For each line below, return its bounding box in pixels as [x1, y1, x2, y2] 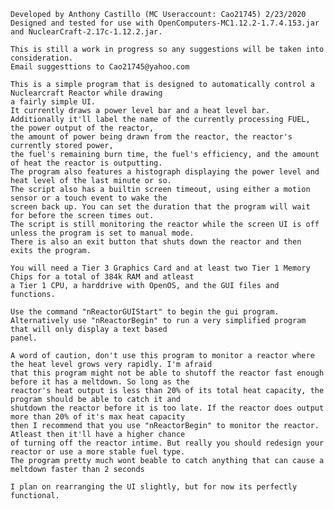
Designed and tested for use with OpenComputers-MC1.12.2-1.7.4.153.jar [10, 18, 320, 28]
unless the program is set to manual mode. [10, 228, 195, 238]
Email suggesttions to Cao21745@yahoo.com [10, 62, 190, 72]
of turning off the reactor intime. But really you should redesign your [10, 438, 325, 448]
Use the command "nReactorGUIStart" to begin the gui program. [10, 307, 280, 317]
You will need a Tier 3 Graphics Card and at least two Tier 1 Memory [10, 263, 311, 273]
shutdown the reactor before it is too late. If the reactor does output [10, 403, 325, 413]
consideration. [10, 53, 74, 63]
